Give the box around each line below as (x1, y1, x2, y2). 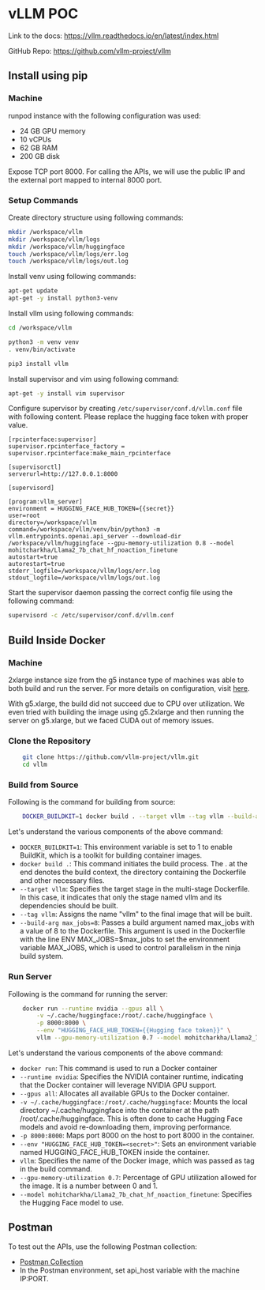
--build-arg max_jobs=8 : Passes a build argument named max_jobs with (19, 918, 255, 927)
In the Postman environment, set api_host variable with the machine (19, 1265, 241, 1275)
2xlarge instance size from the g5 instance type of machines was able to (8, 675, 244, 685)
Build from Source (8, 779, 79, 790)
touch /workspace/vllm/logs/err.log (8, 250, 129, 258)
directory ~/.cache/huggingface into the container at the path (19, 1105, 219, 1115)
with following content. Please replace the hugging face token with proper (8, 412, 248, 421)
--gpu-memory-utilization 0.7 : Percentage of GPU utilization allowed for (19, 1172, 257, 1182)
